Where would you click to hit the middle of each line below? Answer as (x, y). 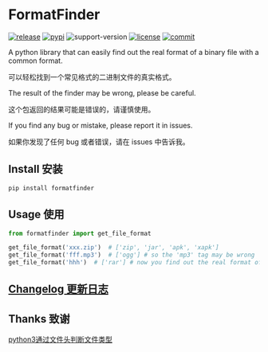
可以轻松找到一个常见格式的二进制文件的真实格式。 (92, 76)
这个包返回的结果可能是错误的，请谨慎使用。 (82, 109)
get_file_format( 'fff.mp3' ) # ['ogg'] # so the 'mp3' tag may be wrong (132, 255)
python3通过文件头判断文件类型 (61, 339)
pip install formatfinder (51, 188)
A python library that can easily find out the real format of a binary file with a (134, 52)
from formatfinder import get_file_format (80, 233)
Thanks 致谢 (39, 319)
